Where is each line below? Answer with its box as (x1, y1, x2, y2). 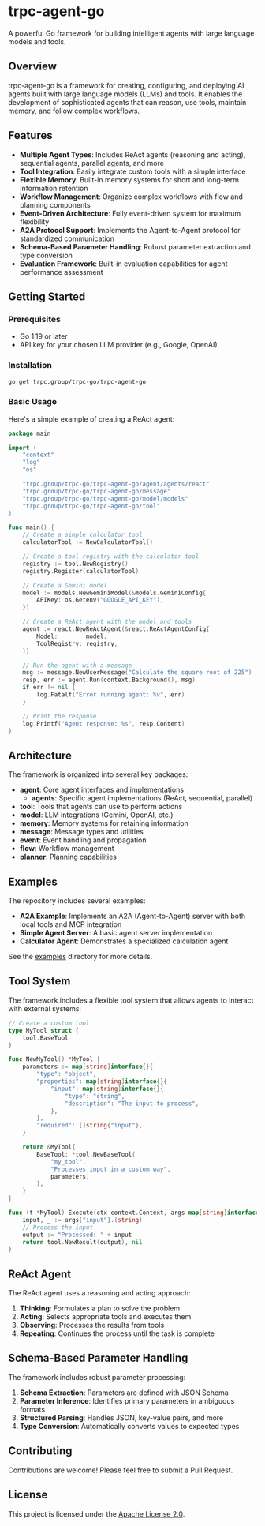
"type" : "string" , (64, 1092, 125, 1100)
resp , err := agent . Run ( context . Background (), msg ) (22, 676, 196, 684)
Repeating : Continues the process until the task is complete (19, 1329, 215, 1338)
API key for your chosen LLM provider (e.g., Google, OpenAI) (19, 340, 218, 350)
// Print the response (22, 712, 97, 720)
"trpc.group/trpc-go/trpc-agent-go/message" (22, 487, 171, 495)
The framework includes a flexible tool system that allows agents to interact (8, 995, 254, 1005)
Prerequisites (8, 313, 61, 324)
